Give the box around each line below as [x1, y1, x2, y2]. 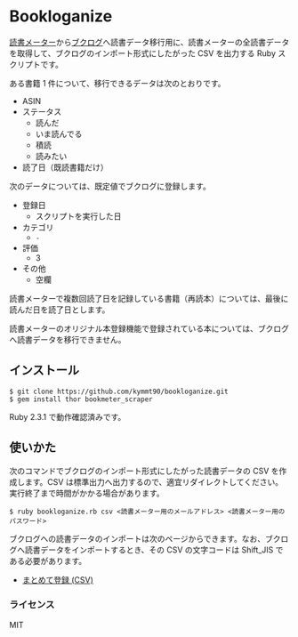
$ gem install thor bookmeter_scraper [9, 394, 153, 404]
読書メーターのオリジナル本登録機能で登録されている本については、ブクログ [9, 323, 289, 334]
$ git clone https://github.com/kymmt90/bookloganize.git [9, 387, 229, 396]
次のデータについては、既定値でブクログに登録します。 [9, 181, 211, 191]
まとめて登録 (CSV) [21, 574, 93, 585]
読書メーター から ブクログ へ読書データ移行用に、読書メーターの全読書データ [9, 36, 290, 47]
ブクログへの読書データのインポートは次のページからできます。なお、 [9, 533, 265, 544]
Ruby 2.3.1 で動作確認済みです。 [9, 411, 126, 422]
